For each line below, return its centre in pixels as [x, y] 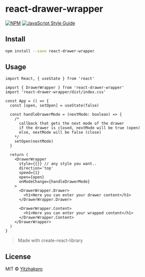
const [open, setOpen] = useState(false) [55, 105]
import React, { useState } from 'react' [50, 79]
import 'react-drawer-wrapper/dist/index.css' [56, 92]
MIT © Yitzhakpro [24, 269]
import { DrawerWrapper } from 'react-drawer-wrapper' [65, 88]
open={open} [31, 177]
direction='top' [36, 168]
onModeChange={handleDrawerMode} [54, 182]
